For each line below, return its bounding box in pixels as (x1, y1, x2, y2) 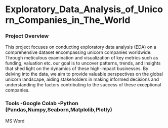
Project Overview (5, 33, 49, 40)
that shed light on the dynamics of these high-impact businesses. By (5, 66, 149, 72)
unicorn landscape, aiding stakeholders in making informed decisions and (5, 76, 159, 82)
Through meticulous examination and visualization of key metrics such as (5, 55, 158, 61)
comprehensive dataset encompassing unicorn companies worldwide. (5, 49, 152, 55)
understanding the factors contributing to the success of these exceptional (5, 82, 161, 88)
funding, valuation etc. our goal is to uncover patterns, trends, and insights (5, 60, 161, 67)
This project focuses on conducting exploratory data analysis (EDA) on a (5, 44, 157, 50)
